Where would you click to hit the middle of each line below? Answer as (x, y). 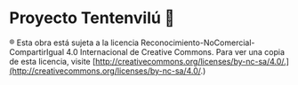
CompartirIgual (37, 51)
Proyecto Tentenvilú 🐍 (92, 18)
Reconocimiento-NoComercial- (198, 42)
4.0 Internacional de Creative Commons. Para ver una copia (176, 51)
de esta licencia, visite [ (52, 61)
